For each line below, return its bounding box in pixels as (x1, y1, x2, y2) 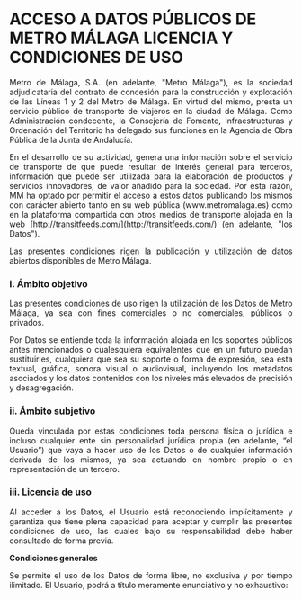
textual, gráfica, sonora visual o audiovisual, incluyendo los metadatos (9, 363, 293, 374)
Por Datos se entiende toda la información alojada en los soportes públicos (9, 335, 293, 345)
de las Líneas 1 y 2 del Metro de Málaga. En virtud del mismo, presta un (9, 95, 293, 107)
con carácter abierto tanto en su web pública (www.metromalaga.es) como (9, 199, 293, 210)
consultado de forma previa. (9, 535, 114, 546)
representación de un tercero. (9, 463, 120, 474)
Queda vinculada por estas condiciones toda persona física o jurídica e (9, 425, 293, 436)
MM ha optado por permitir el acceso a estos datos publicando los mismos (9, 190, 293, 201)
